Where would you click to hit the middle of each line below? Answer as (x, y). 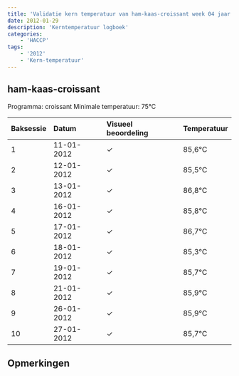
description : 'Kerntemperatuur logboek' (68, 27)
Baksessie (29, 128)
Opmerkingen (38, 363)
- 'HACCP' (35, 41)
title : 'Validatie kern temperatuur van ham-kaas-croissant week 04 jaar (119, 14)
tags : (15, 47)
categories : (25, 34)
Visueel (119, 124)
